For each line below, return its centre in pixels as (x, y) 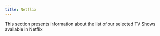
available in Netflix (24, 29)
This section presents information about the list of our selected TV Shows (80, 24)
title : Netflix (21, 10)
